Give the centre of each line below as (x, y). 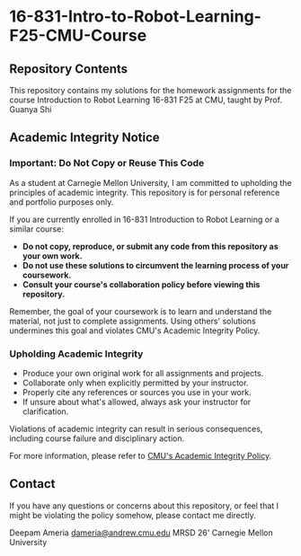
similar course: (37, 229)
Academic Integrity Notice (84, 138)
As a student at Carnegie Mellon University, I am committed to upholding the (150, 182)
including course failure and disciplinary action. (97, 438)
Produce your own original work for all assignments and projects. (143, 373)
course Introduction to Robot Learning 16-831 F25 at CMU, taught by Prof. (146, 100)
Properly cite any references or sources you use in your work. (137, 392)
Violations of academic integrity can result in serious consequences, (136, 428)
